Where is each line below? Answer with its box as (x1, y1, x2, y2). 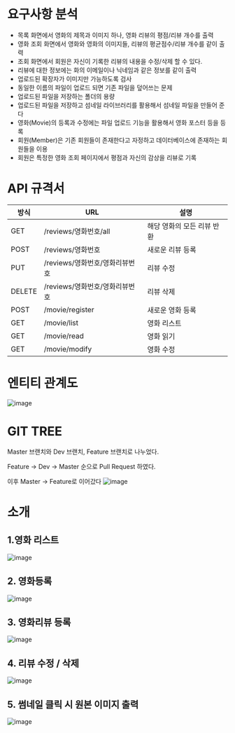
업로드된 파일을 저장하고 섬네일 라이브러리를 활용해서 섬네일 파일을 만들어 (17, 101, 218, 109)
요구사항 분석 (7, 6, 78, 22)
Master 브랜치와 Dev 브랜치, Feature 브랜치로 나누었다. (7, 447, 159, 456)
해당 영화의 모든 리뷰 (147, 221, 211, 231)
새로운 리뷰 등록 (147, 244, 197, 254)
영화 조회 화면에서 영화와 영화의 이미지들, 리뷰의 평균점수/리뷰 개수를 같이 (17, 39, 218, 48)
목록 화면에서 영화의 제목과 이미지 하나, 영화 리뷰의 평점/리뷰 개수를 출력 (17, 31, 214, 39)
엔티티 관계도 (7, 375, 78, 391)
